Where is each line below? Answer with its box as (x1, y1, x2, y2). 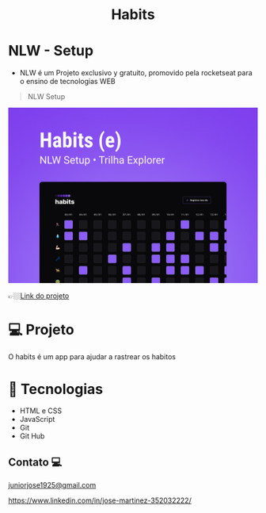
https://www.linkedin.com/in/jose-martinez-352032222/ (8, 496, 192, 505)
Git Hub (19, 431, 45, 441)
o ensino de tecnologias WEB (19, 77, 116, 86)
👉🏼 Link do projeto (8, 291, 70, 301)
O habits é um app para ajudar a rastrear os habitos (8, 352, 177, 362)
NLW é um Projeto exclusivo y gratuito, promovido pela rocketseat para (19, 68, 253, 78)
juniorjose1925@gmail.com (8, 480, 97, 490)
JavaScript (19, 415, 55, 424)
